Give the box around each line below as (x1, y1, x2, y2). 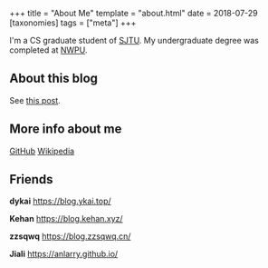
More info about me (9, 122, 122, 137)
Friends (9, 172, 53, 187)
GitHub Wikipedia (9, 145, 75, 156)
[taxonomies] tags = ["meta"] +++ (9, 17, 137, 28)
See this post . (9, 94, 61, 105)
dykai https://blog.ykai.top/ (9, 195, 111, 207)
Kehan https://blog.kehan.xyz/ (9, 213, 124, 224)
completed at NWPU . (9, 45, 88, 55)
